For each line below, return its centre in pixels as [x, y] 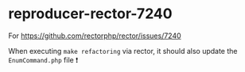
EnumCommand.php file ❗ [43, 59]
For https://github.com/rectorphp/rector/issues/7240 [95, 36]
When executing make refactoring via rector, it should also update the [123, 51]
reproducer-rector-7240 [90, 14]
